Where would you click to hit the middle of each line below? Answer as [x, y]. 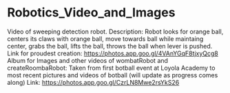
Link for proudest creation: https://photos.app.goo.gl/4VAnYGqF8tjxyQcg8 [113, 53]
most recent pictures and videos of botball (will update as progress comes [113, 75]
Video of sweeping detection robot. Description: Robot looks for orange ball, [115, 31]
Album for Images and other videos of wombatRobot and [88, 60]
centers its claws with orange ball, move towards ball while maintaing [105, 38]
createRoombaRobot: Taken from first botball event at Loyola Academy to [111, 68]
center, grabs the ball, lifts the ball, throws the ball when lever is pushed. [110, 46]
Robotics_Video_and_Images [91, 13]
